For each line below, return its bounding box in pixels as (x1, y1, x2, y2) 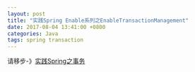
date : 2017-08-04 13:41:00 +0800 (7, 23, 106, 30)
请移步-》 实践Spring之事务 (7, 57, 85, 66)
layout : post (7, 10, 46, 18)
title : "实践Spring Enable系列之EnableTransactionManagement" (7, 17, 189, 24)
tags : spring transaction (7, 37, 83, 44)
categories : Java (7, 30, 59, 37)
